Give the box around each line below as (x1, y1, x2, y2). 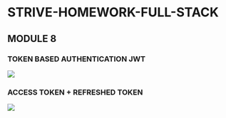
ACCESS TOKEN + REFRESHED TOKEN (7, 87, 143, 97)
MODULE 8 (7, 33, 57, 45)
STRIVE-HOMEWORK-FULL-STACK (7, 4, 219, 21)
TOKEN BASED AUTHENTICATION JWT (7, 54, 146, 64)
